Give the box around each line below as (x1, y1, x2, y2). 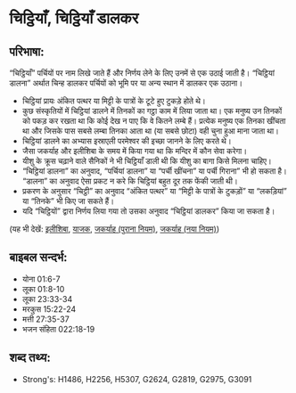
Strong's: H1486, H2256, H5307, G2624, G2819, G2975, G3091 (21, 373, 252, 384)
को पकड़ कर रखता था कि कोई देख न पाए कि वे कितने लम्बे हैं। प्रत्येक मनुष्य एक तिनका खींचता (21, 116, 286, 126)
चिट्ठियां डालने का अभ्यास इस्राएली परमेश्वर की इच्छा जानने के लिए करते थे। (21, 135, 232, 146)
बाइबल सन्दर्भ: (9, 250, 69, 266)
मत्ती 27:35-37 (21, 314, 70, 324)
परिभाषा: (9, 44, 45, 59)
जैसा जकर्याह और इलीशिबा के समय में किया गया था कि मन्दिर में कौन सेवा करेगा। (21, 146, 248, 156)
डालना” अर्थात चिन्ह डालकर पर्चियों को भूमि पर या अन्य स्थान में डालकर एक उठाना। (9, 78, 243, 88)
